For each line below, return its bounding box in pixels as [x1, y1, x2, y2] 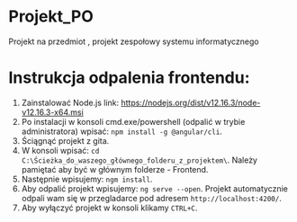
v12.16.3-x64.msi [21, 106, 85, 118]
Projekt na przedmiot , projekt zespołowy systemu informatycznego [8, 36, 259, 47]
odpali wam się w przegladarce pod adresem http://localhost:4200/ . [21, 192, 283, 203]
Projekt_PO [8, 6, 94, 27]
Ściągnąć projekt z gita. [21, 135, 110, 146]
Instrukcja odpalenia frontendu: [8, 67, 250, 88]
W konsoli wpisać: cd [21, 145, 100, 155]
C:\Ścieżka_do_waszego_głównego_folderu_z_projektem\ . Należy [21, 155, 258, 165]
